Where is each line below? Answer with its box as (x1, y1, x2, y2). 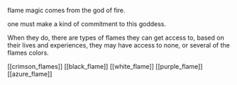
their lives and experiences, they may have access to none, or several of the (7, 41, 231, 49)
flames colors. (7, 49, 50, 57)
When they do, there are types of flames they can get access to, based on (7, 33, 225, 42)
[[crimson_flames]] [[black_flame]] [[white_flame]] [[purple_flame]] (7, 62, 204, 70)
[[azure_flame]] (7, 70, 53, 78)
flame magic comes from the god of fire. (7, 6, 126, 14)
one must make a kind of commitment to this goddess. (7, 20, 167, 28)
